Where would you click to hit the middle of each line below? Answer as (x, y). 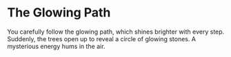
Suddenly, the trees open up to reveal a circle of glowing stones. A (102, 38)
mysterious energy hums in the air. (56, 46)
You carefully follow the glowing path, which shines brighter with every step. (116, 32)
